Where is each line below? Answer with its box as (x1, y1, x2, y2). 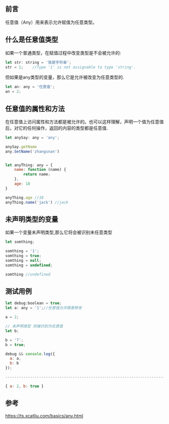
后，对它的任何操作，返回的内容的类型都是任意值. (5, 125, 108, 131)
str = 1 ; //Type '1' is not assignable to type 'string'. (5, 65, 136, 70)
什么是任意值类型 (5, 35, 58, 44)
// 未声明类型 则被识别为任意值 (5, 324, 63, 329)
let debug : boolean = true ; (5, 301, 62, 306)
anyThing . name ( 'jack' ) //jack (5, 200, 69, 205)
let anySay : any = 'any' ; (5, 135, 59, 140)
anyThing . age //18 (5, 195, 44, 200)
